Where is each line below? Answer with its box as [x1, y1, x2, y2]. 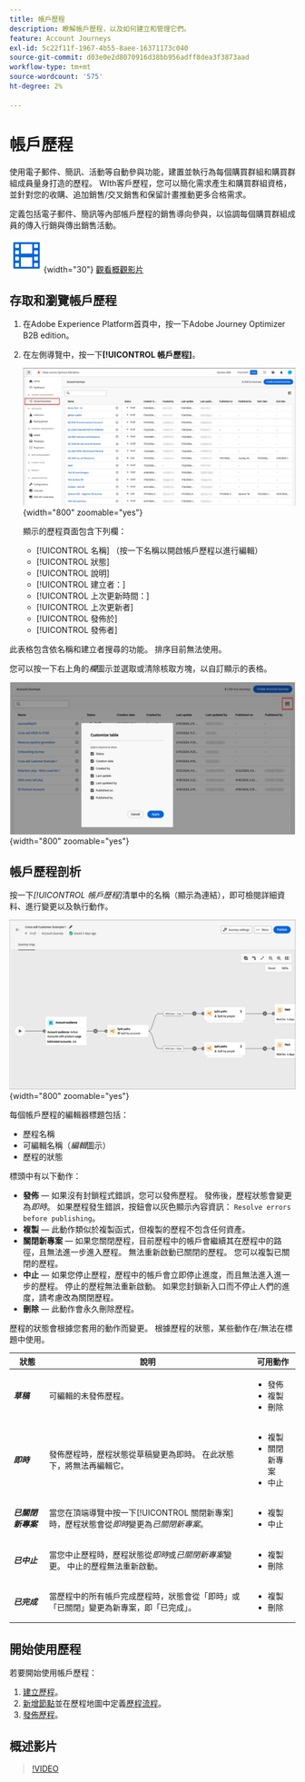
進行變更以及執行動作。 [25, 901, 113, 912]
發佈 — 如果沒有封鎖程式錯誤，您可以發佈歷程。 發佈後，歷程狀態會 [22, 1190, 277, 1201]
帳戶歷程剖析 [9, 864, 82, 879]
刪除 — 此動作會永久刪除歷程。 [22, 1303, 139, 1314]
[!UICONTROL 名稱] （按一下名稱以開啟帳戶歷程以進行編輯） [35, 545, 263, 556]
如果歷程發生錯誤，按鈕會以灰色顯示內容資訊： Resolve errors [56, 1202, 291, 1213]
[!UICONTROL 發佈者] [35, 624, 118, 635]
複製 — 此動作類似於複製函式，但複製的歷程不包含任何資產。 [22, 1224, 251, 1235]
